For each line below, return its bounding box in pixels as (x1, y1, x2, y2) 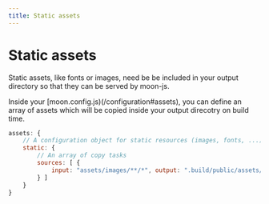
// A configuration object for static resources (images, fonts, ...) (22, 137, 263, 145)
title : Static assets (8, 11, 81, 20)
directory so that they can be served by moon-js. (8, 81, 170, 90)
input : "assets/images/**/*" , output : (50, 166, 181, 174)
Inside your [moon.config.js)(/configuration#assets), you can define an (8, 97, 242, 106)
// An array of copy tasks (37, 151, 127, 160)
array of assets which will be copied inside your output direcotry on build (8, 105, 250, 114)
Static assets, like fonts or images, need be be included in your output (8, 73, 239, 82)
